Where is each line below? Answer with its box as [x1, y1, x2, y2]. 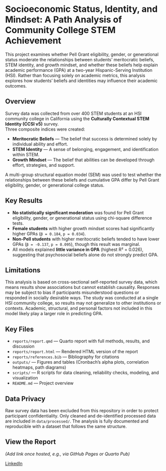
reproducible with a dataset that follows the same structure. [5, 424, 127, 429]
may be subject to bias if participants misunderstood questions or [5, 289, 139, 295]
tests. [12, 220, 24, 226]
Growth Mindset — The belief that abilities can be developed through [12, 157, 155, 163]
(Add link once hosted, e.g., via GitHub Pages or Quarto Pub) [5, 451, 130, 457]
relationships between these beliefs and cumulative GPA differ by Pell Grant [5, 177, 160, 183]
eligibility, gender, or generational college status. [5, 182, 105, 188]
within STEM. [12, 151, 40, 157]
